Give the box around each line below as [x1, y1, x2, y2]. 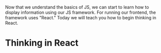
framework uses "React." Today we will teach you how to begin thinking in [5, 15, 157, 20]
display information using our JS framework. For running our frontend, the [5, 9, 156, 15]
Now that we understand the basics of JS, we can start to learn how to [5, 4, 150, 10]
